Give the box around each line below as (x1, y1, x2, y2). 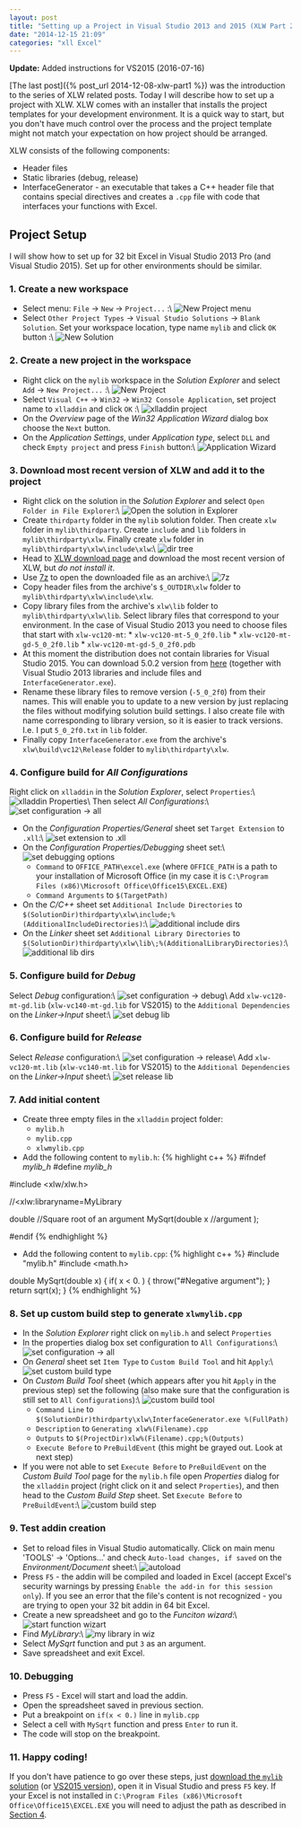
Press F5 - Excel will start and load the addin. (21, 1691, 188, 1701)
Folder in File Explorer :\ (21, 505, 120, 516)
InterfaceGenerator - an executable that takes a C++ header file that (21, 181, 275, 193)
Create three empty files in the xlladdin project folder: (21, 1114, 224, 1125)
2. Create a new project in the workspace (9, 354, 192, 366)
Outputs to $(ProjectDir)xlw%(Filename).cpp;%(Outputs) (35, 1433, 245, 1444)
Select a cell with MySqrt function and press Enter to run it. (21, 1719, 238, 1730)
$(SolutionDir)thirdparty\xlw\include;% (21, 911, 176, 920)
